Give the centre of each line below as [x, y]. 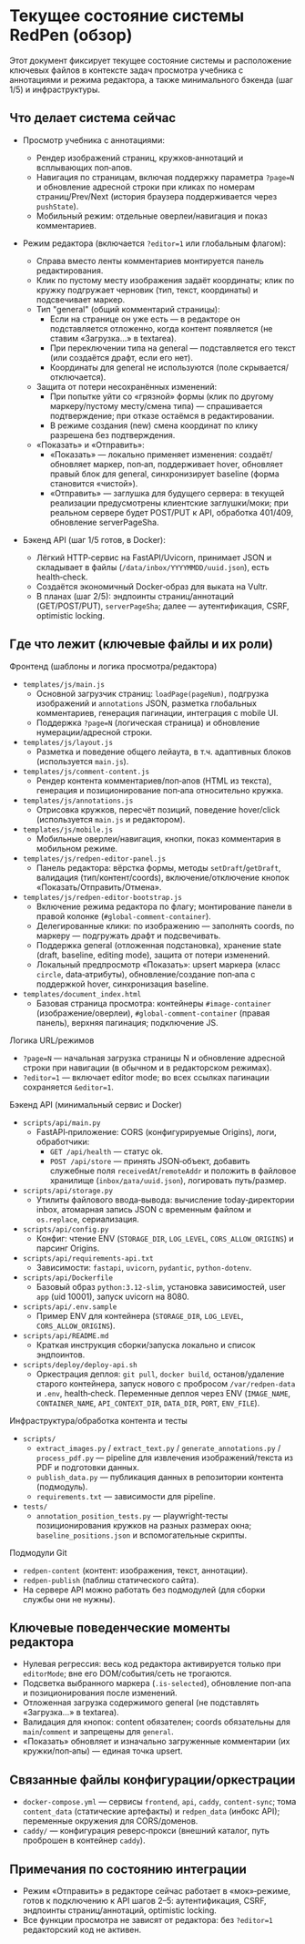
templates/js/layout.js [68, 742]
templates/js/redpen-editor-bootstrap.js [102, 897]
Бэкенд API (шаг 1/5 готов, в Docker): [94, 539]
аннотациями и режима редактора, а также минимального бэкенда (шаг [152, 79]
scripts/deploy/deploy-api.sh [80, 1365]
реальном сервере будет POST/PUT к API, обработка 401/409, [172, 512]
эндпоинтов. [61, 1355]
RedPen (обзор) [71, 35]
